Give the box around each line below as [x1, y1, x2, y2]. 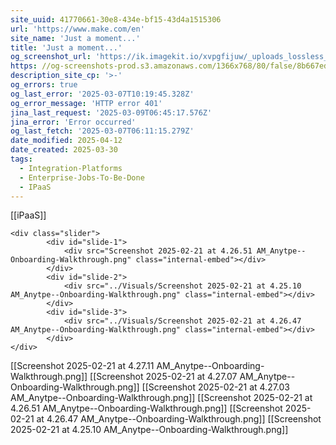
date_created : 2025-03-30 [10, 145, 118, 155]
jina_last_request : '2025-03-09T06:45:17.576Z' [10, 107, 213, 118]
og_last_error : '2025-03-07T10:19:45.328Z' [10, 89, 195, 99]
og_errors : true [10, 80, 78, 90]
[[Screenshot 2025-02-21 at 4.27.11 [10, 360, 155, 372]
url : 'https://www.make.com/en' [10, 24, 145, 34]
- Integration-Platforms [19, 163, 123, 173]
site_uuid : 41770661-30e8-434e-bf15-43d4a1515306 [10, 14, 222, 25]
